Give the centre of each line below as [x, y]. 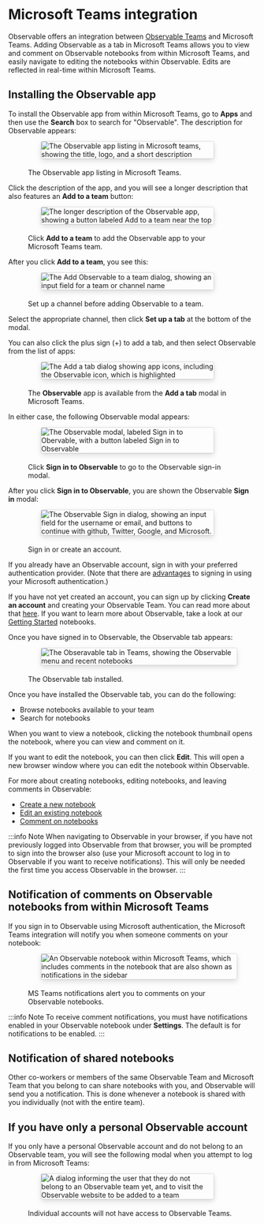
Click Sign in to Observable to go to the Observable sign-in [125, 466]
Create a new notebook [58, 804]
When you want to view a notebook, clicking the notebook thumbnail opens [130, 733]
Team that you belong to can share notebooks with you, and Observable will [132, 1086]
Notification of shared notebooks [91, 1058]
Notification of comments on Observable [110, 895]
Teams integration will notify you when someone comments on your [118, 934]
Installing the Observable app [82, 95]
